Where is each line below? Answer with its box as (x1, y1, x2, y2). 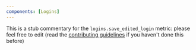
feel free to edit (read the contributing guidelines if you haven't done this (6, 31, 184, 38)
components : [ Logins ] (6, 8, 60, 15)
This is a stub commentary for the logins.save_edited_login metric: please (6, 25, 191, 32)
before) (6, 37, 25, 44)
